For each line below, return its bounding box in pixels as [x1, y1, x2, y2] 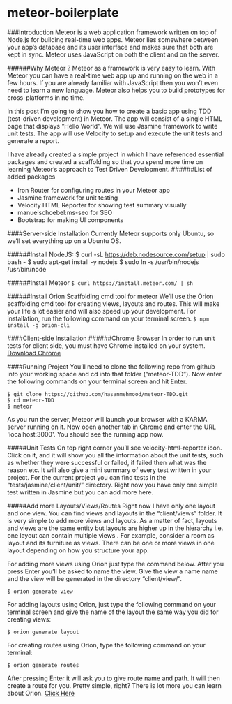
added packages [7, 173, 56, 181]
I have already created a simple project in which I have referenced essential [7, 150, 224, 159]
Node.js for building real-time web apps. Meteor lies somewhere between [7, 35, 219, 43]
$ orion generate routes [7, 661, 79, 668]
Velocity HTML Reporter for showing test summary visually [17, 200, 187, 209]
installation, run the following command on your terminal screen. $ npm [7, 314, 209, 323]
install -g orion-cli [7, 321, 70, 329]
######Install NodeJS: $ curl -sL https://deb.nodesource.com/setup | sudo [7, 250, 225, 258]
